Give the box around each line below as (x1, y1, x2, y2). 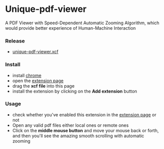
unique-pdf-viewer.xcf (12, 49, 59, 55)
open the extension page (12, 78, 64, 84)
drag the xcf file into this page (12, 83, 75, 89)
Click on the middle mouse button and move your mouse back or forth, (12, 127, 159, 133)
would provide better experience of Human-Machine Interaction (5, 25, 136, 31)
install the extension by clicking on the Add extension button (12, 88, 138, 94)
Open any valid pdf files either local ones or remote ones (12, 122, 129, 128)
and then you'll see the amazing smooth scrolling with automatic (12, 133, 145, 139)
